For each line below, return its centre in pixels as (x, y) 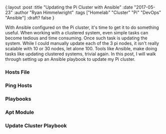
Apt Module (20, 112)
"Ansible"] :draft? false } (30, 18)
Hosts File (17, 72)
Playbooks (18, 99)
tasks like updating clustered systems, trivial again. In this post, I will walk (81, 54)
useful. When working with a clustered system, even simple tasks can (77, 33)
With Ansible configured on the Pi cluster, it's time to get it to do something (82, 27)
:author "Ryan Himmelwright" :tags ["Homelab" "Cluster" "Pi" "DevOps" (87, 12)
